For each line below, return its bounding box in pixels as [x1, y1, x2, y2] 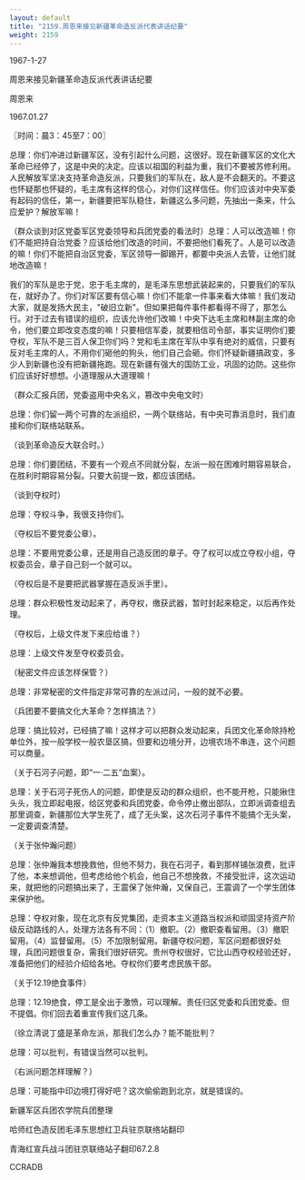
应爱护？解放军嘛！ [9, 207, 82, 217]
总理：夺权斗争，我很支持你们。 [9, 509, 129, 519]
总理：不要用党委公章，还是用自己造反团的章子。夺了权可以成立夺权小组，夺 [9, 548, 296, 559]
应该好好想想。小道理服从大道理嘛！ [16, 370, 152, 381]
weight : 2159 [9, 30, 59, 39]
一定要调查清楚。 [9, 821, 74, 832]
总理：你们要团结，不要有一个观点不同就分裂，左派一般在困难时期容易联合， [9, 459, 296, 469]
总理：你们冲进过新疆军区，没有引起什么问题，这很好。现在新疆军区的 [9, 149, 272, 160]
